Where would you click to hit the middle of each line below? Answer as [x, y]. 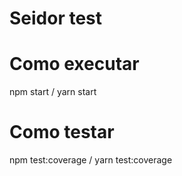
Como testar [62, 132]
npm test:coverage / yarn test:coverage [91, 160]
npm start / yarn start [53, 92]
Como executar [74, 64]
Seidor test [56, 18]
